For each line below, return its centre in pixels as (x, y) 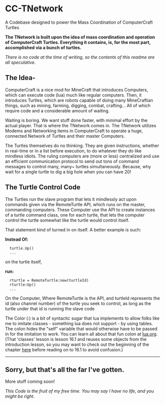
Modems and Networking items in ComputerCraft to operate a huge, (74, 131)
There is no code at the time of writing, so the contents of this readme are (80, 57)
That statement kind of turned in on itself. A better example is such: (73, 229)
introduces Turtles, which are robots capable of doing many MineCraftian (79, 100)
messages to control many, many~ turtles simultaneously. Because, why (78, 166)
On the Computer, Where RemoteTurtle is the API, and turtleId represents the (82, 298)
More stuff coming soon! (30, 382)
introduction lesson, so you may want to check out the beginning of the (77, 344)
